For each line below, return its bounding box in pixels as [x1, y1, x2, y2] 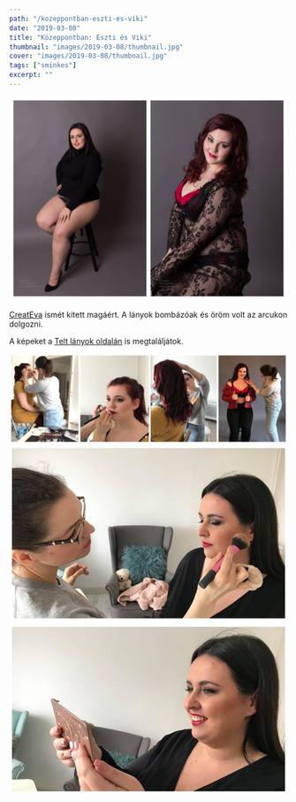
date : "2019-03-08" [9, 23, 81, 33]
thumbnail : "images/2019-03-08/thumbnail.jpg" [9, 42, 184, 51]
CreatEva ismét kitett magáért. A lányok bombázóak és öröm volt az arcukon [9, 310, 288, 320]
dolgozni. [9, 319, 43, 329]
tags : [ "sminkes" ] [9, 61, 77, 70]
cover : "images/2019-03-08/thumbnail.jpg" [9, 51, 168, 61]
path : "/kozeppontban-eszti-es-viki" [9, 14, 148, 23]
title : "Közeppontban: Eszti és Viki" [9, 33, 152, 42]
